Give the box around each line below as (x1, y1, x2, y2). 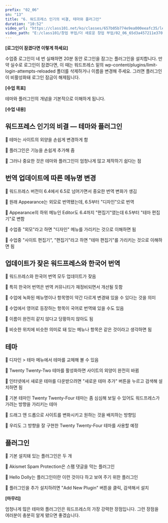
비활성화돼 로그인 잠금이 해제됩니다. (10, 75, 80, 80)
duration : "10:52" (5, 21, 43, 27)
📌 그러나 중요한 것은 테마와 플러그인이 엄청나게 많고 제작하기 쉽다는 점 (5, 158, 141, 164)
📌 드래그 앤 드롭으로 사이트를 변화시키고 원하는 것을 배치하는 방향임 (5, 412, 136, 418)
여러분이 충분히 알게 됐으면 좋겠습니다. (5, 512, 80, 518)
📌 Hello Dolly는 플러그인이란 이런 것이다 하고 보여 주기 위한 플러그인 (5, 474, 138, 480)
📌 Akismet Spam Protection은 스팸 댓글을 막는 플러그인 (5, 463, 115, 469)
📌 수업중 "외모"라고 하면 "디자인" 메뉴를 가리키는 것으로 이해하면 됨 (5, 226, 136, 232)
